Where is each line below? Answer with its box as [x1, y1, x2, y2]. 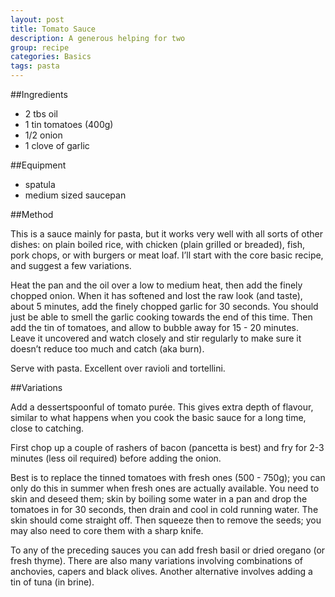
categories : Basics [10, 52, 92, 62]
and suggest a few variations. [10, 260, 132, 271]
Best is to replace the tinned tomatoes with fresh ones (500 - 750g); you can [10, 472, 326, 483]
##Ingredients [10, 89, 68, 100]
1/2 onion [24, 129, 63, 141]
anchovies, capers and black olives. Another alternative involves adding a [10, 566, 313, 577]
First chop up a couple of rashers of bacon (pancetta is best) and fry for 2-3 [10, 442, 325, 453]
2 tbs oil [24, 108, 58, 120]
